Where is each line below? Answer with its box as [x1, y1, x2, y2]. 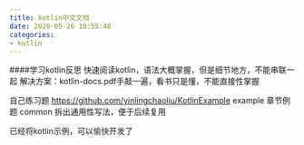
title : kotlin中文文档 [9, 13, 90, 23]
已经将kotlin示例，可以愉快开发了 [9, 126, 133, 137]
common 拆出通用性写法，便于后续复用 [19, 106, 166, 118]
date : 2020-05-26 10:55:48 [9, 22, 112, 31]
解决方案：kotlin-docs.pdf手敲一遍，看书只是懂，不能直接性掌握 [19, 76, 260, 87]
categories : [9, 30, 54, 39]
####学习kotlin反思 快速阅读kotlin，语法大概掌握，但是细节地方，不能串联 [9, 64, 288, 75]
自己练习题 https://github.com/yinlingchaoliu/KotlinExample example [9, 95, 265, 106]
